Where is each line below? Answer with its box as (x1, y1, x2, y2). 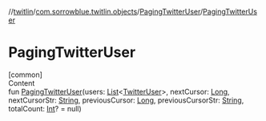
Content (8, 78, 35, 87)
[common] (8, 70, 42, 79)
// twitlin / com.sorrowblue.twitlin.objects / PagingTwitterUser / (8, 7, 204, 16)
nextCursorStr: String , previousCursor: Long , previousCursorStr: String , (8, 95, 244, 105)
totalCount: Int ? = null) (8, 103, 82, 113)
